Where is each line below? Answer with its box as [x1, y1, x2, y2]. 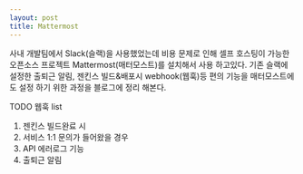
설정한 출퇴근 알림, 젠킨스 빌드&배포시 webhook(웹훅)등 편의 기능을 [9, 70, 249, 82]
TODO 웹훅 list [9, 101, 63, 111]
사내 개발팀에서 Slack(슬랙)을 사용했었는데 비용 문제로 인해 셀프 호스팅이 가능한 [9, 47, 290, 59]
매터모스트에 [249, 70, 295, 82]
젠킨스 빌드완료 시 [22, 120, 86, 131]
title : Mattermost [9, 22, 79, 31]
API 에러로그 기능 [22, 142, 84, 154]
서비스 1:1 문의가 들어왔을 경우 [22, 131, 129, 142]
